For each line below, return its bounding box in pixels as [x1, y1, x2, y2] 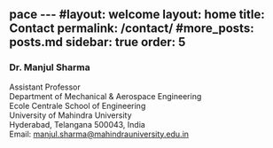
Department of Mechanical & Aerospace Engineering [9, 90, 202, 101]
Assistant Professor [9, 82, 82, 92]
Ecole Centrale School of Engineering [9, 100, 146, 111]
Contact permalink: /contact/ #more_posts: [9, 21, 254, 36]
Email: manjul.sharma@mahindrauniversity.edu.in [9, 129, 189, 139]
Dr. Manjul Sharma [9, 61, 90, 74]
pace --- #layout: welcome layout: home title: [9, 7, 265, 22]
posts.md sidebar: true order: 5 [9, 35, 186, 50]
